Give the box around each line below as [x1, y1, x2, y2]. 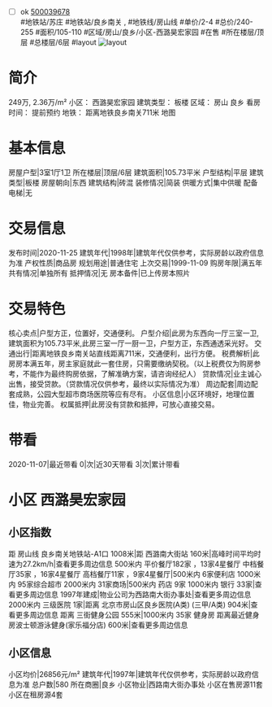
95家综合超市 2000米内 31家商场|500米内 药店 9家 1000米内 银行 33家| [17, 579, 256, 589]
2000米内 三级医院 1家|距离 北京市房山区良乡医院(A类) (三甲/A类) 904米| [8, 600, 252, 609]
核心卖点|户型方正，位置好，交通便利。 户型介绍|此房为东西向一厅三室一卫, [8, 328, 260, 338]
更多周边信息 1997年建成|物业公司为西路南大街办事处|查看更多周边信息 [15, 589, 252, 599]
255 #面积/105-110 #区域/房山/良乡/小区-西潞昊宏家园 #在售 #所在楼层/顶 [19, 28, 265, 37]
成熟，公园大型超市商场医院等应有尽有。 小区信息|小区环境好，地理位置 [15, 389, 255, 399]
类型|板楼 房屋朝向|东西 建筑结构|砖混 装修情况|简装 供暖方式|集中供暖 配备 [8, 177, 258, 187]
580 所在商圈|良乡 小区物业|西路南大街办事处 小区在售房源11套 [55, 679, 263, 689]
